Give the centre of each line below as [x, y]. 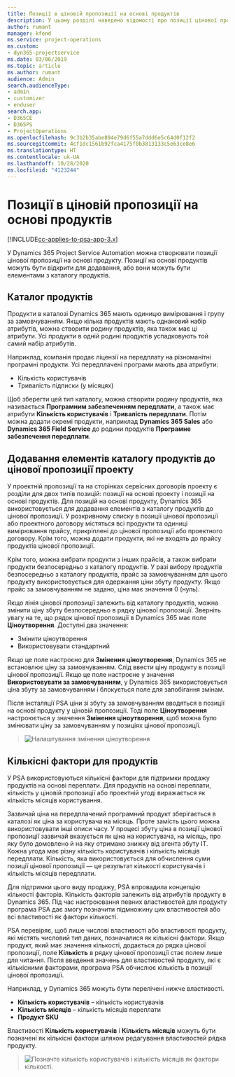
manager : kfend [29, 33]
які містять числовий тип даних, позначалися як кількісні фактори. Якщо [116, 938]
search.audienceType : [39, 85]
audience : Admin [31, 79]
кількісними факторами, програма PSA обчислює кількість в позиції [109, 967]
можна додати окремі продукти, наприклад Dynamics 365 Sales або [110, 422]
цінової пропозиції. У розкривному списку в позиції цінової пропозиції [113, 516]
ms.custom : [23, 46]
